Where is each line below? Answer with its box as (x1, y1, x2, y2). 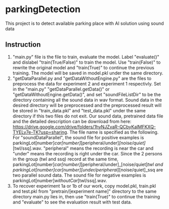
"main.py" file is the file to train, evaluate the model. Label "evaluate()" (12, 54, 159, 60)
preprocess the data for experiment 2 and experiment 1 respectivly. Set (12, 80, 161, 87)
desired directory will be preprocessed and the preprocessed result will (12, 102, 162, 108)
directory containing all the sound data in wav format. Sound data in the (12, 97, 162, 103)
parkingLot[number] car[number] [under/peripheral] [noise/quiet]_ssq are (12, 166, 163, 173)
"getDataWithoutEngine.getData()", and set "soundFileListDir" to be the (12, 91, 161, 97)
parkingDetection (5, 4, 81, 15)
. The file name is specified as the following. (66, 129, 159, 135)
